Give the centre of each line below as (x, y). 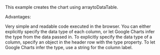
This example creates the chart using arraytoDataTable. (62, 7)
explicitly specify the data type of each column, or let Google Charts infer (80, 31)
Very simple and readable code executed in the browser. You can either (78, 26)
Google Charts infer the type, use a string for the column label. (69, 47)
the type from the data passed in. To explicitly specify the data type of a (79, 37)
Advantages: (18, 17)
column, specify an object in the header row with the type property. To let (80, 42)
